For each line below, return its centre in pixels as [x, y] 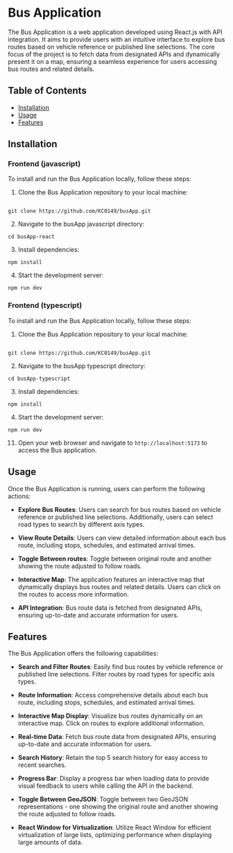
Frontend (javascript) [44, 164]
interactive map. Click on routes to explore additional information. [111, 723]
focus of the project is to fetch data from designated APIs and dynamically [114, 54]
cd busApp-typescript [39, 379]
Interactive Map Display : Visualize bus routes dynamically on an [110, 716]
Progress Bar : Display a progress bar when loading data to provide [113, 779]
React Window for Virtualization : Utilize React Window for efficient [114, 827]
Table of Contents [48, 91]
